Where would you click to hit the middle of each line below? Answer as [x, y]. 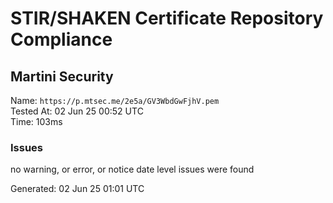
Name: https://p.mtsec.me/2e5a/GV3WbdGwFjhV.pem [115, 100]
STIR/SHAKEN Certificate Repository [167, 18]
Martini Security [62, 76]
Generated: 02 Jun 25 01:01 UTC [77, 189]
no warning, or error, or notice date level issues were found [132, 169]
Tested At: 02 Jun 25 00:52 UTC [77, 111]
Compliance [61, 39]
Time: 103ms [36, 121]
